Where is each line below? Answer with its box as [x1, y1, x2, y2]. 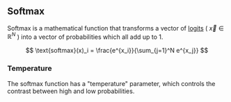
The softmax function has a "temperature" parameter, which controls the [7, 79, 216, 87]
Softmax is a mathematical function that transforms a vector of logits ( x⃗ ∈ [7, 24, 225, 32]
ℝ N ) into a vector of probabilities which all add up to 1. [7, 31, 164, 41]
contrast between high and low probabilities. [7, 87, 135, 95]
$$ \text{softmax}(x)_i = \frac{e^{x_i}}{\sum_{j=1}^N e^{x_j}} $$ [25, 46, 209, 55]
